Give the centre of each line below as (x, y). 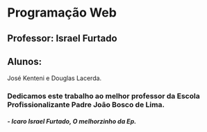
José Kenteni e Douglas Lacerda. (55, 78)
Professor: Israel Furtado (62, 38)
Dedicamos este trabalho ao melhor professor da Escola (104, 96)
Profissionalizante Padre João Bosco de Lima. (86, 105)
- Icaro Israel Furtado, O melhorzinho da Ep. (72, 121)
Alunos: (25, 61)
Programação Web (62, 13)
